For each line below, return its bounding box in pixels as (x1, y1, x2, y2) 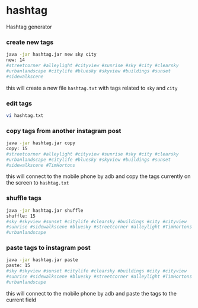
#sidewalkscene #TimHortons (6, 162, 76, 168)
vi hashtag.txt (6, 112, 44, 119)
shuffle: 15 (6, 213, 36, 219)
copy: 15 (6, 145, 28, 151)
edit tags (6, 99, 33, 107)
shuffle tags (6, 194, 41, 202)
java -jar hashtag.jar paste (6, 257, 78, 263)
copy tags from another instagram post (6, 126, 122, 135)
